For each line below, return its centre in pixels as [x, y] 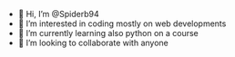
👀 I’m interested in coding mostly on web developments [122, 24]
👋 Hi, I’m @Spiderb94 [58, 14]
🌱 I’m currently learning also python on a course [108, 33]
